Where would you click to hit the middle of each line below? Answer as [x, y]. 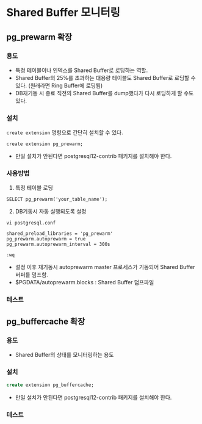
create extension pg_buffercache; [50, 385]
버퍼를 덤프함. [32, 275]
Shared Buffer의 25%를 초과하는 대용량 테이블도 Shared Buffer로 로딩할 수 [106, 77]
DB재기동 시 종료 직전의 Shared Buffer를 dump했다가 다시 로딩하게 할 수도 [104, 93]
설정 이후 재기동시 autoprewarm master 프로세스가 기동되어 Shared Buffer [105, 267]
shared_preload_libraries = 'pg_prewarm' [60, 234]
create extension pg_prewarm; [45, 144]
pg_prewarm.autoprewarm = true [46, 239]
